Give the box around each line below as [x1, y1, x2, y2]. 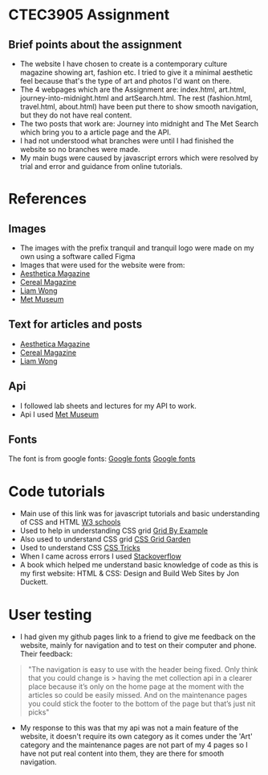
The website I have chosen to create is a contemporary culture [19, 59, 228, 68]
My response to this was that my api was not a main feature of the [19, 723, 239, 733]
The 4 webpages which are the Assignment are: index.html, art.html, [19, 85, 246, 94]
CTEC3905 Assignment [8, 6, 170, 24]
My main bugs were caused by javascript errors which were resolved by [19, 153, 259, 163]
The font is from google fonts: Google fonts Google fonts [8, 454, 196, 464]
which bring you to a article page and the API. [19, 127, 172, 137]
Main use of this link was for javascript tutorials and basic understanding [19, 509, 260, 518]
